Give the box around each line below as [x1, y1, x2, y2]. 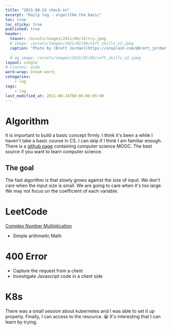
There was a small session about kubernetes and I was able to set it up [5, 308, 155, 314]
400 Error [5, 251, 48, 262]
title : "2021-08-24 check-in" [5, 7, 70, 13]
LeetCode [5, 206, 48, 218]
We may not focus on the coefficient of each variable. [5, 188, 119, 194]
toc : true [5, 17, 27, 22]
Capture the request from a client [12, 267, 83, 274]
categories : [5, 74, 31, 79]
